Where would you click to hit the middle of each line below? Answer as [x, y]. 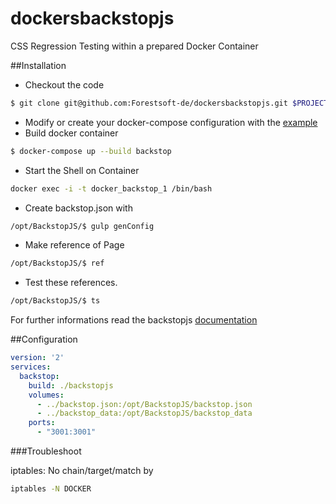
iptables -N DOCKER [51, 489]
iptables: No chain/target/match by [82, 471]
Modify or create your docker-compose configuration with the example [171, 122]
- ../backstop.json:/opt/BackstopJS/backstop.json [144, 404]
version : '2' [37, 358]
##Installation [38, 65]
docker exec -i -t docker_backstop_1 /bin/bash [111, 188]
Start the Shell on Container [82, 170]
